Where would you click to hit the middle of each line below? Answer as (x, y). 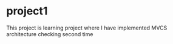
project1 (27, 11)
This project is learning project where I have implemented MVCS (87, 28)
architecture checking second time (50, 34)
